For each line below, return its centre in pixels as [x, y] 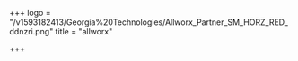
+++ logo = [30, 13]
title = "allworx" [84, 31]
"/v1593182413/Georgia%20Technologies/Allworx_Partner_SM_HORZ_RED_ [149, 22]
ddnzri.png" [31, 31]
